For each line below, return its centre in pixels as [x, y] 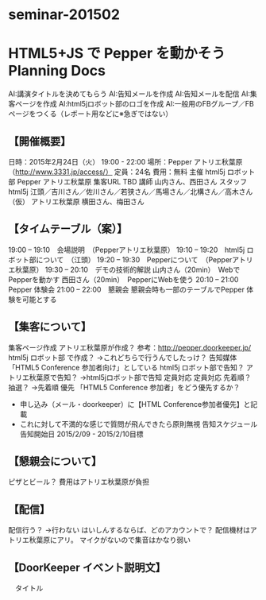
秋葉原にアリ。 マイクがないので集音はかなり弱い [110, 540]
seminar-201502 [64, 15]
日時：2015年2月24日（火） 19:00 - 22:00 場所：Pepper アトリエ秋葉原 [125, 161]
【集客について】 [50, 327]
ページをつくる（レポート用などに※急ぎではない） [91, 114]
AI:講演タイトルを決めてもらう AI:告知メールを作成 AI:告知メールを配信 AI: [129, 94]
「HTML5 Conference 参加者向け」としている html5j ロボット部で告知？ [126, 367]
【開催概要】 [40, 141]
